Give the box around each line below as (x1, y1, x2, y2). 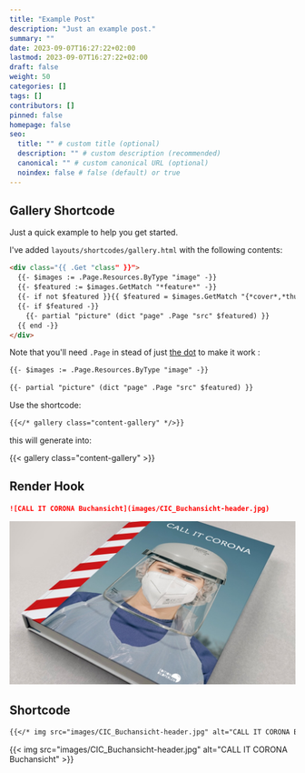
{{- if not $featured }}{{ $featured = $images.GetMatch (17, 292, 238, 302)
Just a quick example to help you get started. (9, 227, 179, 238)
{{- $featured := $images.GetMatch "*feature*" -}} (17, 283, 218, 292)
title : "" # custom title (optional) (17, 139, 161, 149)
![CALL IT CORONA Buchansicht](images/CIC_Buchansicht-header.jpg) (9, 504, 271, 513)
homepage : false (9, 120, 71, 129)
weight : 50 (9, 73, 51, 82)
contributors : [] (9, 101, 75, 110)
